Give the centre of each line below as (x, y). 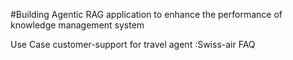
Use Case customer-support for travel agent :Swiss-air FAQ (133, 44)
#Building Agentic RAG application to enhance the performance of (146, 14)
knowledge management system (77, 25)
